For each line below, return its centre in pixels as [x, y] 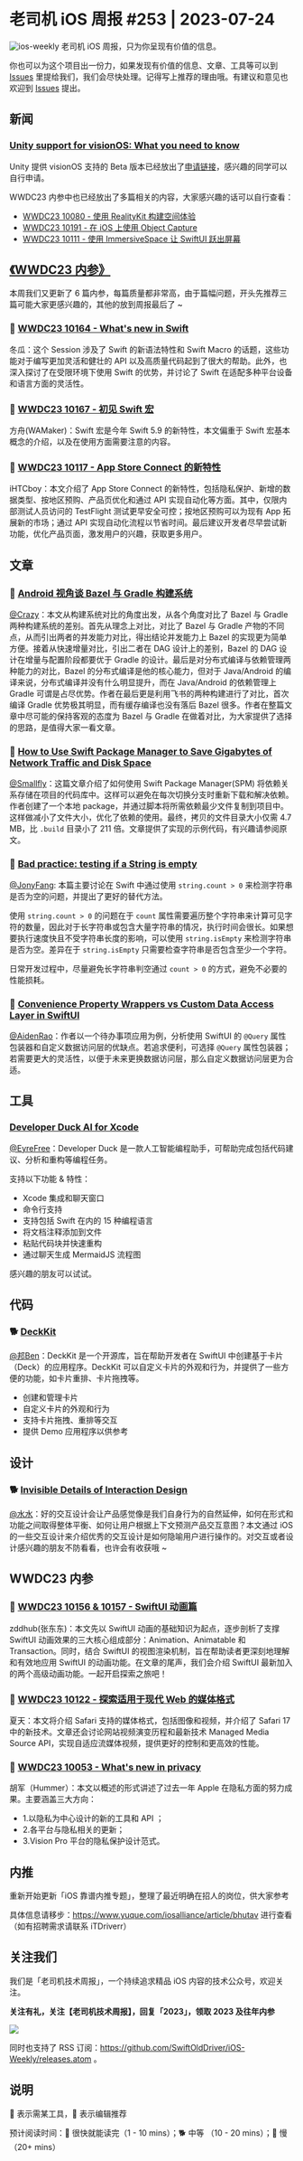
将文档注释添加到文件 [62, 1232]
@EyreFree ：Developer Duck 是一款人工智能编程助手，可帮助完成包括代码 [147, 1148]
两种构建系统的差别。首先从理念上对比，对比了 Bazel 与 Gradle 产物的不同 [147, 626]
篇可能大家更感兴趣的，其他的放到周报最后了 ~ [96, 305]
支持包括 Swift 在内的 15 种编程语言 [87, 1220]
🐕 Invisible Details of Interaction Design [98, 1489]
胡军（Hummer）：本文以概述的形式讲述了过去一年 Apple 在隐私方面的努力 [147, 1788]
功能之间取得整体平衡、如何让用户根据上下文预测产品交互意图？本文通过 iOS [151, 1525]
